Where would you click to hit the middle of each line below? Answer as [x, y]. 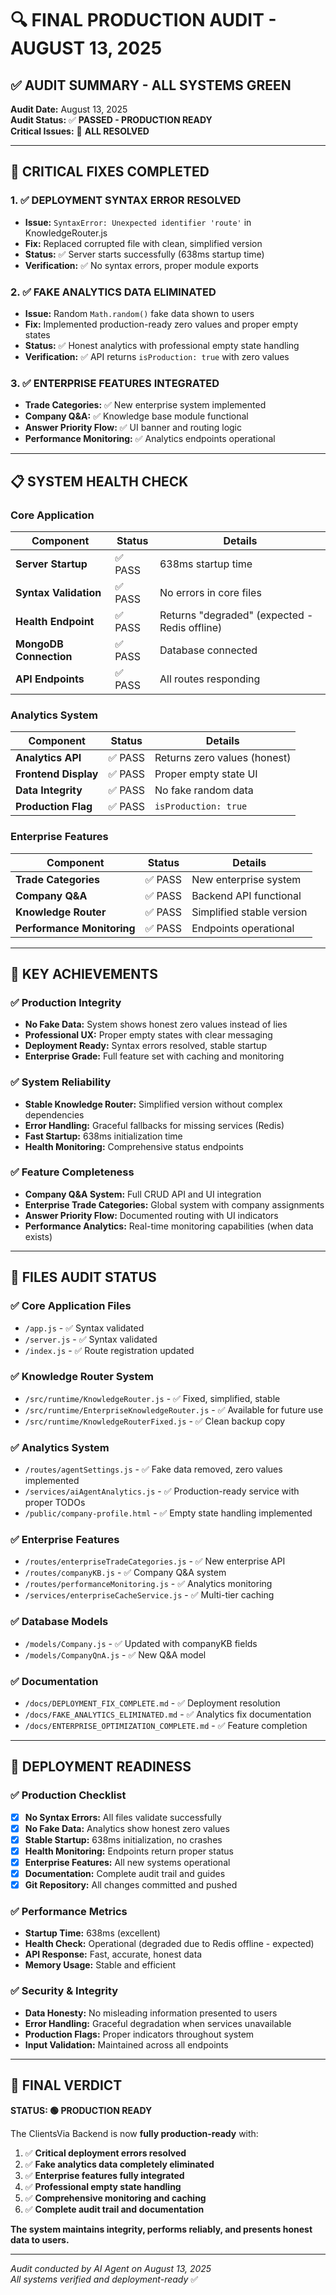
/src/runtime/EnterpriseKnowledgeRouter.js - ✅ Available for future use [174, 1409]
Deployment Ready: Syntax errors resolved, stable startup [145, 1046]
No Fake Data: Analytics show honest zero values [127, 1828]
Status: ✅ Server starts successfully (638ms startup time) [144, 254]
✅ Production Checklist [68, 1795]
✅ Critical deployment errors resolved [105, 2153]
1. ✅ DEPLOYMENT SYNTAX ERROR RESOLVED [126, 200]
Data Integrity [49, 790]
